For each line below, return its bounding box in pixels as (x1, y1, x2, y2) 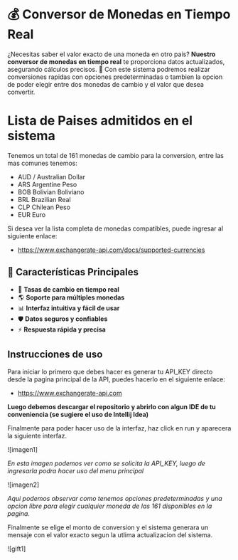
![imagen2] (7, 480, 40, 489)
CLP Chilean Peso (17, 203, 71, 211)
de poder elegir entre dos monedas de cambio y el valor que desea (7, 80, 205, 88)
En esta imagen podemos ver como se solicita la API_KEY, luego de (7, 459, 206, 467)
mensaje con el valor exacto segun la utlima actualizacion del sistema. (7, 530, 213, 539)
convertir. (7, 88, 36, 96)
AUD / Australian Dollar (17, 172, 85, 181)
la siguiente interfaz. (7, 431, 67, 440)
